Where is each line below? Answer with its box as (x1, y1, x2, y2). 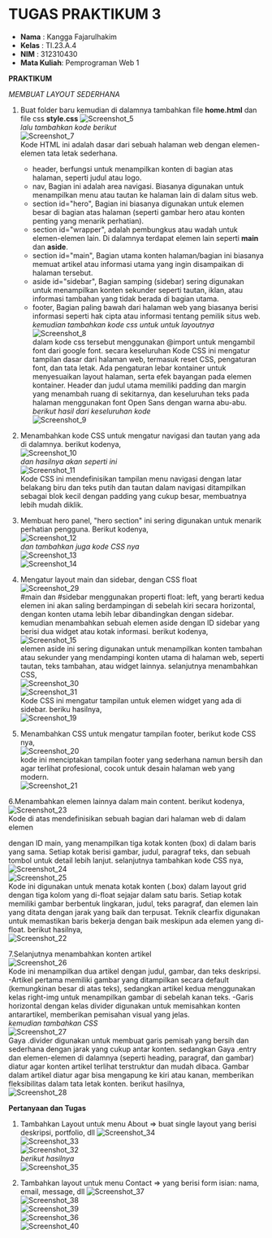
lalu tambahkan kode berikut (19, 122, 117, 132)
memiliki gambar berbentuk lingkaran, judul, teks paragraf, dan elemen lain (8, 899, 258, 908)
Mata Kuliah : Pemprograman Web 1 (19, 58, 140, 68)
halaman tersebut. (32, 268, 93, 278)
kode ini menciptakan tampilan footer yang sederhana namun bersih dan (19, 755, 263, 764)
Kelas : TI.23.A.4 (19, 40, 77, 50)
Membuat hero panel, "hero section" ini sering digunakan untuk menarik (19, 515, 262, 525)
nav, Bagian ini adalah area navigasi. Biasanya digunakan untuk (32, 181, 244, 191)
